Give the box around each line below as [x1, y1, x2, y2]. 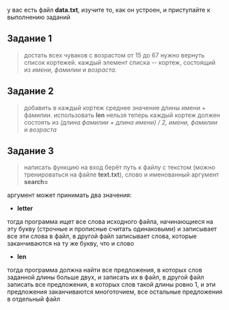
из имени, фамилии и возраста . [23, 65, 118, 74]
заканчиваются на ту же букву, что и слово [7, 240, 135, 248]
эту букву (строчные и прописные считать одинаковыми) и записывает [7, 225, 217, 233]
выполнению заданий [7, 13, 70, 21]
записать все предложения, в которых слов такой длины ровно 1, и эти [7, 281, 216, 289]
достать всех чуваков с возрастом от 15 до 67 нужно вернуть [23, 51, 205, 59]
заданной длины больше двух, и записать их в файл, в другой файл [7, 273, 204, 281]
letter [16, 205, 33, 213]
